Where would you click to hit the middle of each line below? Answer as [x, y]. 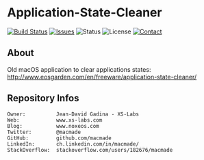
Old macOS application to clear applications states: [79, 69]
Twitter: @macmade [44, 132]
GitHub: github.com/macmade [59, 138]
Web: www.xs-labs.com [55, 120]
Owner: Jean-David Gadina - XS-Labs [73, 114]
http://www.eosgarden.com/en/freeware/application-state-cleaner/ [102, 77]
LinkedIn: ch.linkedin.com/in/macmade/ [73, 144]
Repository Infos [43, 98]
